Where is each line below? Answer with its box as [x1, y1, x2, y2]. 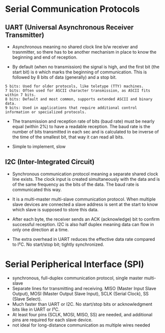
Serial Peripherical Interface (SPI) [5, 259, 144, 269]
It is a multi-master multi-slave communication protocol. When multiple [12, 196, 156, 202]
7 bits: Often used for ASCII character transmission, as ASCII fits [5, 88, 151, 93]
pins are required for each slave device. [12, 317, 93, 323]
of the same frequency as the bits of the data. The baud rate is [12, 181, 139, 187]
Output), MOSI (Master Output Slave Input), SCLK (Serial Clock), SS [12, 291, 149, 297]
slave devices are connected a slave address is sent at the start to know [12, 201, 158, 207]
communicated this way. [12, 186, 62, 193]
